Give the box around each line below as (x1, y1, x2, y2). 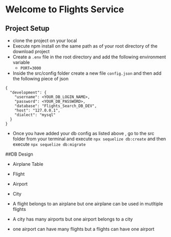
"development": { (10, 90, 47, 95)
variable (12, 59, 30, 65)
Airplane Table (12, 161, 43, 167)
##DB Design (5, 151, 33, 157)
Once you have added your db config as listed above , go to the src (12, 131, 155, 136)
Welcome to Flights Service (5, 4, 124, 15)
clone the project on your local (12, 37, 78, 44)
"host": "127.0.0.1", (14, 108, 60, 113)
